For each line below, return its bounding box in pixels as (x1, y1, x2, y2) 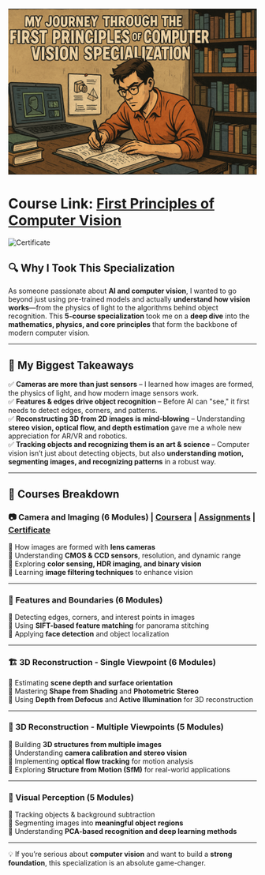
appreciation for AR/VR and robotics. (8, 431, 128, 441)
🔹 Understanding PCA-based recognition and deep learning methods (8, 827, 237, 836)
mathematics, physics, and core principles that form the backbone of (8, 320, 238, 329)
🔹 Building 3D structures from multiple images (8, 739, 162, 749)
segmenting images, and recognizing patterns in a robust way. (8, 457, 217, 467)
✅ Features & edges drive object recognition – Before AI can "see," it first (8, 396, 250, 407)
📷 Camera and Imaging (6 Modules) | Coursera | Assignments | (8, 511, 256, 522)
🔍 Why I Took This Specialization (8, 261, 175, 275)
